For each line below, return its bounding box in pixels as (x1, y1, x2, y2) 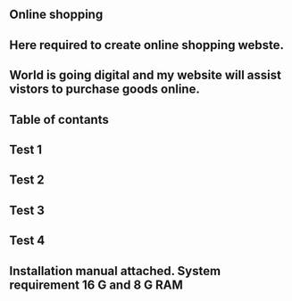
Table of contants (9, 111, 109, 127)
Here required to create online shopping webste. (9, 37, 284, 53)
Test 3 (9, 202, 45, 217)
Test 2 (9, 173, 45, 188)
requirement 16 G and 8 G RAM (9, 277, 183, 292)
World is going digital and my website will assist (9, 68, 281, 83)
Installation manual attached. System (9, 263, 221, 279)
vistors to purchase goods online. (9, 82, 201, 97)
